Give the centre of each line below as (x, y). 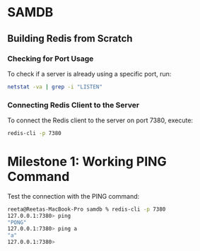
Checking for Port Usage (51, 59)
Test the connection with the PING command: (73, 196)
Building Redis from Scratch (70, 39)
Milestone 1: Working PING (87, 162)
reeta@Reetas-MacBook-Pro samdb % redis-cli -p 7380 (87, 209)
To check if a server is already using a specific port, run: (89, 74)
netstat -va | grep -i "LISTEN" (55, 87)
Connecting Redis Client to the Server (73, 105)
